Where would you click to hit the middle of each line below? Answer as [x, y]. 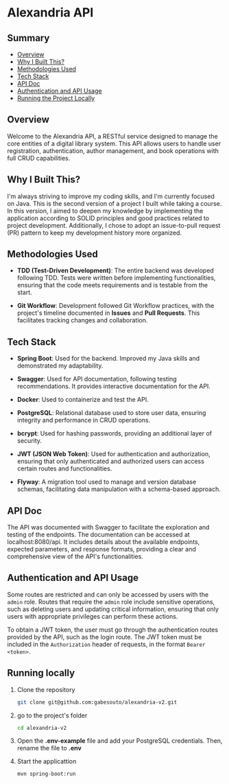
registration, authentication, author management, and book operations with [113, 151]
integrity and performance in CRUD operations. [84, 420]
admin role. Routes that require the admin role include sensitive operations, [111, 602]
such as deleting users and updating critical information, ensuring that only [113, 609]
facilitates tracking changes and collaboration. [82, 320]
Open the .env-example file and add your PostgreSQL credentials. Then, [120, 741]
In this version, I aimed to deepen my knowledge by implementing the [105, 211]
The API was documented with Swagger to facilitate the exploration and [108, 527]
